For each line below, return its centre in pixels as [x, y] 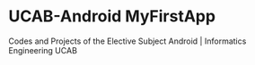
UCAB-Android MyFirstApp [112, 16]
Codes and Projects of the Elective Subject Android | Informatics [127, 41]
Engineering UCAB [43, 50]
